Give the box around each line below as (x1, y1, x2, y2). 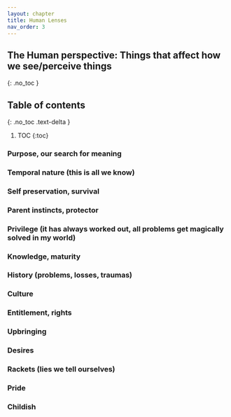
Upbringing (7, 327, 47, 336)
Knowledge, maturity (7, 252, 81, 261)
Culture (7, 289, 34, 299)
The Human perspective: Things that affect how (7, 49, 221, 61)
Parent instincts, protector (7, 205, 99, 214)
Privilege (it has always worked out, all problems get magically (7, 224, 224, 233)
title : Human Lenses (7, 17, 68, 24)
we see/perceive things (7, 60, 112, 72)
